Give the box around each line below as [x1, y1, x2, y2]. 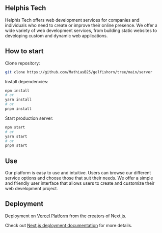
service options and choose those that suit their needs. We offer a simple [5, 175, 153, 181]
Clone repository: [5, 60, 40, 66]
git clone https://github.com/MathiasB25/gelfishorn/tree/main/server [5, 69, 153, 74]
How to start [5, 47, 44, 56]
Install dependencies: [5, 78, 49, 84]
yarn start [5, 134, 27, 139]
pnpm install [5, 106, 32, 111]
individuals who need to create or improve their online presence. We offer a [5, 22, 158, 28]
